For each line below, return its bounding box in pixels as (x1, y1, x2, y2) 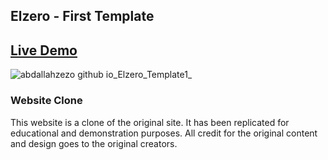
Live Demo (10, 42, 78, 59)
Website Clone (10, 94, 83, 108)
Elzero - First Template (10, 8, 155, 25)
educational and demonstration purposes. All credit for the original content (10, 127, 318, 139)
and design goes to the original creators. (10, 137, 178, 149)
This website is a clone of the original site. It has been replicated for (10, 116, 290, 128)
